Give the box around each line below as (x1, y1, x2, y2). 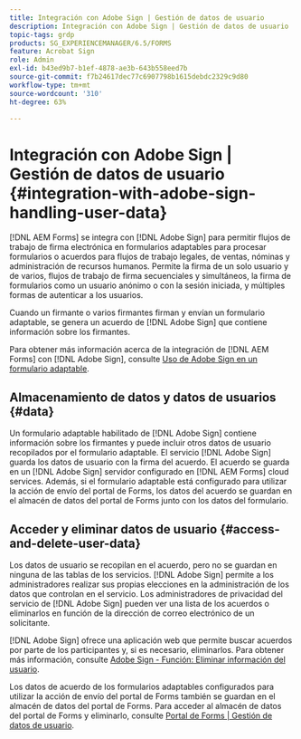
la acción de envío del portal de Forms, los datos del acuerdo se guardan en (9, 485, 293, 496)
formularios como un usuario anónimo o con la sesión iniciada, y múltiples (9, 280, 286, 291)
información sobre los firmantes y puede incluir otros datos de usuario (9, 437, 271, 448)
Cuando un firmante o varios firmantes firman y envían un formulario (9, 307, 265, 318)
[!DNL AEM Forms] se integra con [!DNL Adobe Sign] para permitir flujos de (9, 232, 291, 243)
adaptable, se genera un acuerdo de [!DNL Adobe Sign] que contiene (9, 317, 268, 328)
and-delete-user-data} (9, 535, 142, 551)
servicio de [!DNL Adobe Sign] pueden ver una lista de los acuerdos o (9, 598, 269, 609)
